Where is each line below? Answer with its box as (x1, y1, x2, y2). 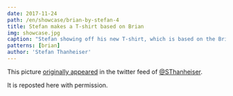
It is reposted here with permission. (7, 81, 108, 89)
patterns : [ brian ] (7, 42, 60, 49)
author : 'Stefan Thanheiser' (7, 49, 92, 56)
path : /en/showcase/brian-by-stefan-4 (7, 17, 119, 23)
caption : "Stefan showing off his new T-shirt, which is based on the (7, 36, 216, 43)
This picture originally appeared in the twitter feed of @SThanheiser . (7, 67, 203, 76)
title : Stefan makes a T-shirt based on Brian (7, 23, 144, 30)
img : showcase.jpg (7, 29, 60, 37)
